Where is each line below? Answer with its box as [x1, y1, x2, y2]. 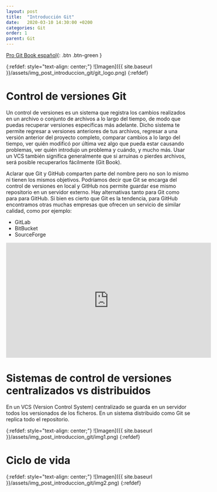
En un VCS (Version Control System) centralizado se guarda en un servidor [6, 403, 187, 410]
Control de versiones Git [6, 90, 127, 103]
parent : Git [6, 36, 35, 41]
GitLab [14, 219, 31, 226]
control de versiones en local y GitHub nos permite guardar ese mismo [6, 182, 177, 189]
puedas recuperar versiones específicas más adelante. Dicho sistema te [6, 121, 180, 129]
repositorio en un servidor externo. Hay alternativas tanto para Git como [6, 188, 180, 196]
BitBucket [14, 224, 38, 231]
